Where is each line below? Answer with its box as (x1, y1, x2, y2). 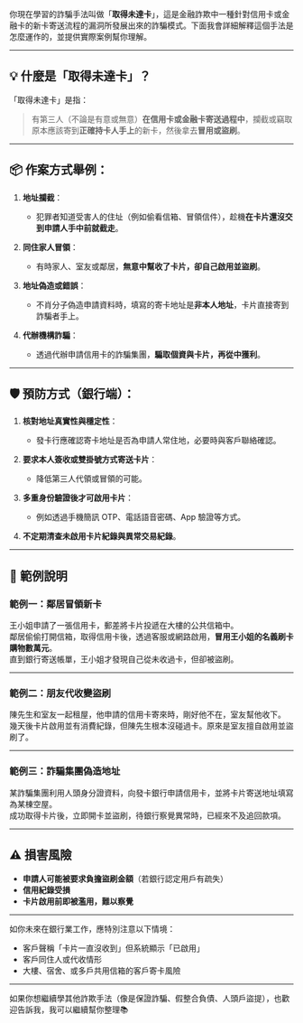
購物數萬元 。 (9, 643, 57, 654)
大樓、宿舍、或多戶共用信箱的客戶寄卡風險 (22, 965, 181, 976)
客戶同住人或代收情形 (22, 953, 102, 964)
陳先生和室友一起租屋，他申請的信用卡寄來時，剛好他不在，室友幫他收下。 (9, 709, 286, 721)
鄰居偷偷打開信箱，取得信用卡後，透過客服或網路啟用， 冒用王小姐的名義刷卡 (9, 631, 294, 642)
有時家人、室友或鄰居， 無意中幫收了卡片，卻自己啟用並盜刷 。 (35, 261, 266, 272)
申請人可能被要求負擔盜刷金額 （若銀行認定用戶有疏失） (22, 873, 228, 884)
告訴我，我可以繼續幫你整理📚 (16, 1004, 129, 1015)
